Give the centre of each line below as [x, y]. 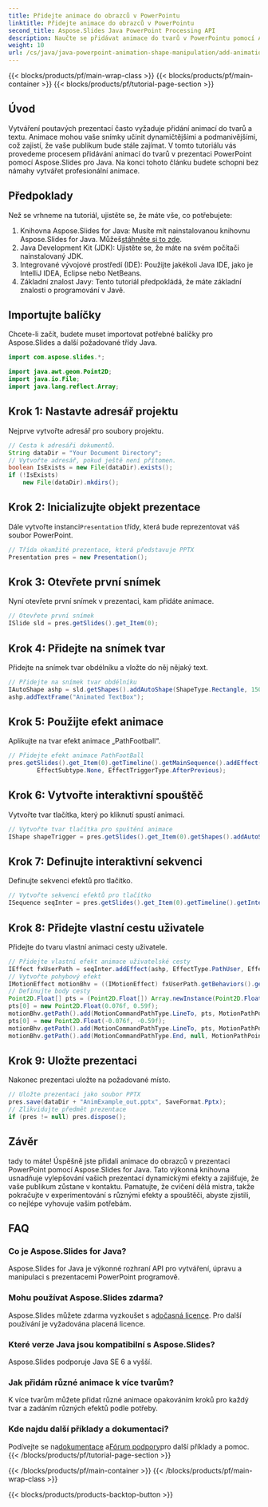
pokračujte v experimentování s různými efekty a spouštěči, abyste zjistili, [130, 1195]
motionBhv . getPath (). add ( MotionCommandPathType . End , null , [108, 1036]
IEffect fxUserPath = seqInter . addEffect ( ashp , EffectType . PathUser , [126, 969]
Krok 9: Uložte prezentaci [73, 1060]
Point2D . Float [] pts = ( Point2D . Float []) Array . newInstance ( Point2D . [126, 999]
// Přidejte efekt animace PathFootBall [77, 755]
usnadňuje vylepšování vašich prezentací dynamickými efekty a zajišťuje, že [134, 1178]
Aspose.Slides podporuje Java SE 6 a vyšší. [80, 1362]
